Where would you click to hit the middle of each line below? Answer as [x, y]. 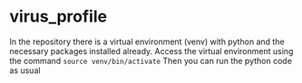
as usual [25, 70]
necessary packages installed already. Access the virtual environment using [151, 51]
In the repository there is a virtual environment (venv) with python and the [147, 41]
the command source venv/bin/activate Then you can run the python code [151, 60]
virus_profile [58, 17]
